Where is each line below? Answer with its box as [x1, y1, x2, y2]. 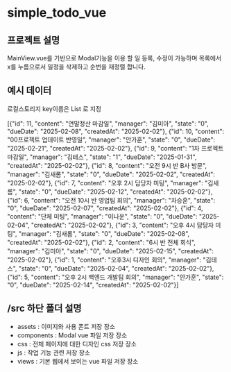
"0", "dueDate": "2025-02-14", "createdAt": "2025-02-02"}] [7, 280, 179, 289]
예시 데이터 [7, 85, 52, 96]
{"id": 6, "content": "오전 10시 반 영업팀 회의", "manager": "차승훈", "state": [7, 196, 216, 204]
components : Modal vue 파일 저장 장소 [17, 331, 128, 339]
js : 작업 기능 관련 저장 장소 [17, 348, 91, 357]
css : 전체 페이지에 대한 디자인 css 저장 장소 [17, 339, 137, 348]
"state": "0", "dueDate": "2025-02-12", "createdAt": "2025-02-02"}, [18, 187, 213, 196]
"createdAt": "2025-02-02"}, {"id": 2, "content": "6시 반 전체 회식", [7, 238, 196, 246]
